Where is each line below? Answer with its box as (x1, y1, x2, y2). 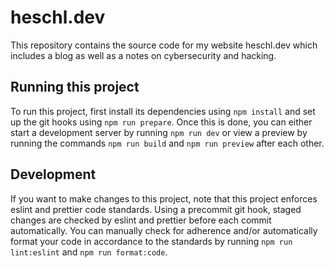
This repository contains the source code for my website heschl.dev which (10, 39, 318, 51)
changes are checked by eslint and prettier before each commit (10, 214, 272, 226)
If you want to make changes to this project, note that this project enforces (10, 192, 318, 205)
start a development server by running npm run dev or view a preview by (10, 126, 308, 138)
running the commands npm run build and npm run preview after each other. (10, 137, 325, 149)
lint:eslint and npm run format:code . (10, 246, 168, 258)
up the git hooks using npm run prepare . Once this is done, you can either (10, 116, 313, 128)
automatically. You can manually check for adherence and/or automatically (10, 224, 318, 236)
